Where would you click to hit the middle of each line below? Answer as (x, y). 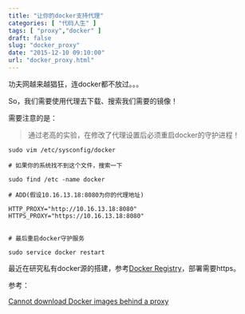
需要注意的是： (33, 117)
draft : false (30, 38)
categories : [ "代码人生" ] (53, 23)
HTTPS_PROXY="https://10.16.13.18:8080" (77, 216)
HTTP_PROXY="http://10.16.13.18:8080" (73, 209)
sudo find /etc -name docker (57, 179)
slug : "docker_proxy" (44, 46)
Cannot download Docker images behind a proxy (89, 301)
